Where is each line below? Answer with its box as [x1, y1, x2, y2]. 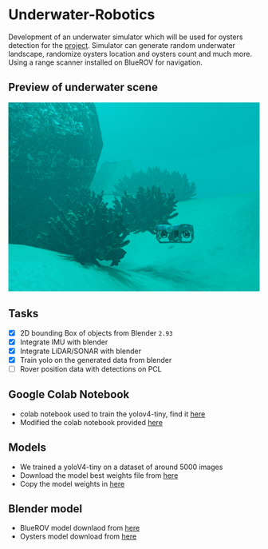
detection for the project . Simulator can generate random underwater [8, 40, 236, 50]
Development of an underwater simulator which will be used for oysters [8, 32, 243, 42]
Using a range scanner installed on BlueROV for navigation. [8, 58, 203, 67]
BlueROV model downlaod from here [19, 523, 140, 533]
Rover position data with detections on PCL [19, 364, 162, 373]
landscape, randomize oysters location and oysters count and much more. [8, 49, 253, 58]
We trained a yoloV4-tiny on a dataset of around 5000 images [19, 462, 223, 471]
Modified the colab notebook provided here [19, 417, 164, 427]
